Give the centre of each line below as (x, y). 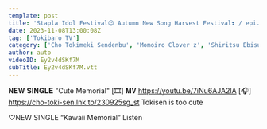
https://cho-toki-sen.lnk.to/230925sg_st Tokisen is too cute (106, 102)
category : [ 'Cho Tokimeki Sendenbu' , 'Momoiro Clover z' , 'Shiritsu (124, 45)
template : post (33, 16)
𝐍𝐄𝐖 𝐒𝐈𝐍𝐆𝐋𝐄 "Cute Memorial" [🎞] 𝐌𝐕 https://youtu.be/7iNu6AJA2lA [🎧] (130, 90)
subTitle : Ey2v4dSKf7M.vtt (53, 68)
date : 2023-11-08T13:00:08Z (55, 30)
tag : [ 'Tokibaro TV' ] (44, 38)
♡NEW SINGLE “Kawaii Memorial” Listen (75, 117)
